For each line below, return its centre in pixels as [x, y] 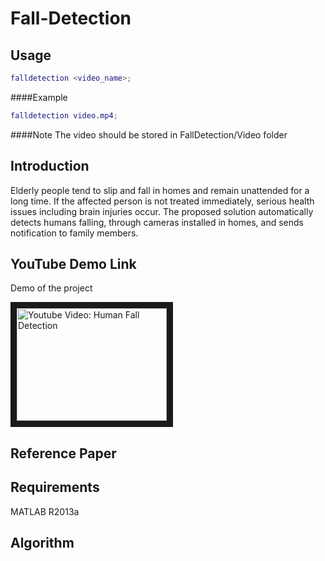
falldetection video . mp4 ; [64, 115]
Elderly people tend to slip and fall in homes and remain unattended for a [160, 190]
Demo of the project [51, 288]
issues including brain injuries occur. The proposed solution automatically [162, 211]
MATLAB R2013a [45, 511]
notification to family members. [74, 233]
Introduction [50, 166]
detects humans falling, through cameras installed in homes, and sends [157, 222]
